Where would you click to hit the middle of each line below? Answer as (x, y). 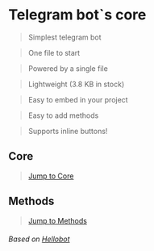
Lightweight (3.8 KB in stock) (76, 84)
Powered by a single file (68, 68)
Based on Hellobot (39, 239)
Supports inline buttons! (68, 131)
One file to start (54, 52)
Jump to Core (51, 176)
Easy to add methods (63, 115)
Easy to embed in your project (78, 99)
